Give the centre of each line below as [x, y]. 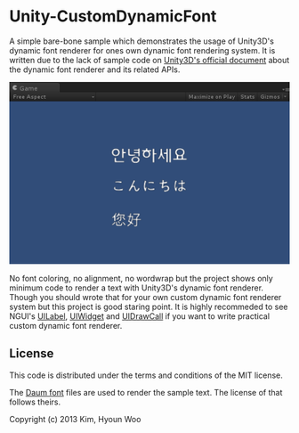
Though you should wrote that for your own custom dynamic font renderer [145, 297]
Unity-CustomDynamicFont [113, 16]
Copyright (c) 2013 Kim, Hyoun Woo [75, 419]
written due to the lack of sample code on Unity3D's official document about [149, 60]
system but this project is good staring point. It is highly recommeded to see [149, 306]
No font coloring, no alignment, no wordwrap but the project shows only [141, 278]
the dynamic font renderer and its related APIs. [95, 69]
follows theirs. [35, 402]
